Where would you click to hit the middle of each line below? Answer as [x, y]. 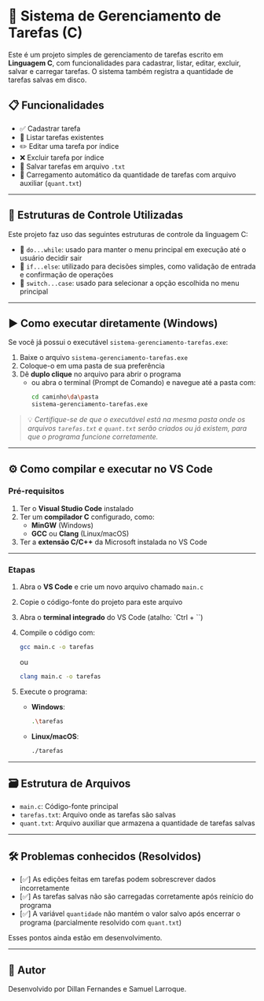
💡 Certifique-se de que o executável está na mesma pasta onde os [136, 420]
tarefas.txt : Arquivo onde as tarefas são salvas [98, 815]
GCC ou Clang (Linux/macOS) [80, 533]
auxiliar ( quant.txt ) [51, 183]
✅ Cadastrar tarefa [50, 128]
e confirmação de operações [66, 274]
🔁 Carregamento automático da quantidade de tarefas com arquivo [128, 174]
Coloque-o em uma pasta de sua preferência [92, 366]
